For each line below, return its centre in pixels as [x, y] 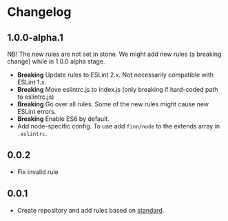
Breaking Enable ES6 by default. [63, 119]
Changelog [39, 12]
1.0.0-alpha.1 [35, 38]
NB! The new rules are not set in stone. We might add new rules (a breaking [114, 54]
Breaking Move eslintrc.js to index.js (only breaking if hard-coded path [117, 89]
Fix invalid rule [38, 172]
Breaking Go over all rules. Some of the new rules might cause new [113, 104]
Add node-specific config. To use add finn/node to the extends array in [118, 126]
